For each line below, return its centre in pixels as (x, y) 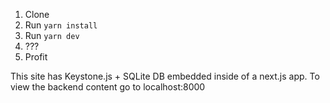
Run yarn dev (52, 35)
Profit (36, 57)
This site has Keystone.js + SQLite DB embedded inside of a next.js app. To (165, 76)
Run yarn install (61, 25)
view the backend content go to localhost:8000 (108, 87)
